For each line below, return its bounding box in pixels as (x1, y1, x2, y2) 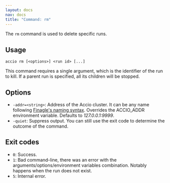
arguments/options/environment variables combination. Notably (12, 162, 147, 168)
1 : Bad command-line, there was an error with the (12, 157, 117, 163)
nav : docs (5, 12, 26, 17)
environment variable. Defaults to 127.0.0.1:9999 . (12, 112, 115, 118)
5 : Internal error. (12, 173, 47, 179)
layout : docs (5, 7, 33, 13)
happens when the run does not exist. (12, 167, 93, 173)
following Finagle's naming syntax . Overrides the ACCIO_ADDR (12, 107, 145, 113)
